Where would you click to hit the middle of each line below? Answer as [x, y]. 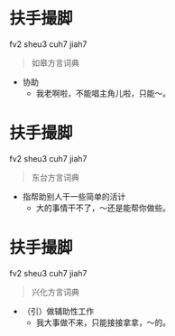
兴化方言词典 [55, 292]
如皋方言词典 [55, 62]
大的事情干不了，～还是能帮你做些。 [103, 208]
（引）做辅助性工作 [58, 311]
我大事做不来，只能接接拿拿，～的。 [103, 322]
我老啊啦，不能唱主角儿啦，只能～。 [103, 93]
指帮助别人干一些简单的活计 [74, 196]
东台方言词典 [55, 177]
